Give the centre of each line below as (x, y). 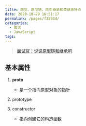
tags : (10, 37)
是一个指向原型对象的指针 (45, 90)
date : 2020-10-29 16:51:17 (32, 14)
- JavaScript (22, 32)
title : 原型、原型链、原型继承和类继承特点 (43, 9)
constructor (24, 109)
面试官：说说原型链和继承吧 (44, 51)
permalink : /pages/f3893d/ (32, 18)
